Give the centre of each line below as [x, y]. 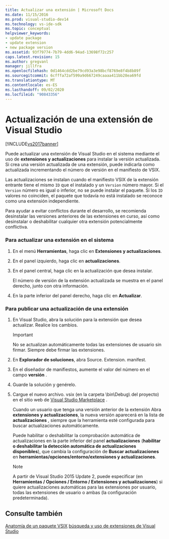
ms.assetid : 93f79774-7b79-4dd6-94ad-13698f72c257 [60, 52]
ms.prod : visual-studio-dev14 [37, 19]
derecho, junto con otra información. [51, 286]
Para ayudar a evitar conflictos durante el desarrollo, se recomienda [76, 211]
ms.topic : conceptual [28, 29]
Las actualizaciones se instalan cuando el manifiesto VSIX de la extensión [82, 180]
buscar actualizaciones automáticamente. [56, 425]
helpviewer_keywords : [28, 33]
